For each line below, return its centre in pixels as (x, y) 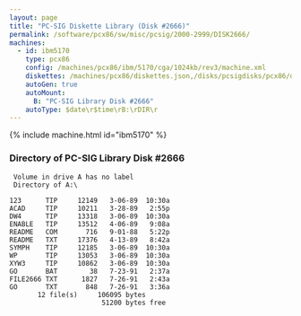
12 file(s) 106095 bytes (91, 294)
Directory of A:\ (45, 185)
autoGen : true (52, 84)
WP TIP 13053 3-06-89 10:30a (90, 255)
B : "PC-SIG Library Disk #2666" (93, 101)
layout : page (34, 18)
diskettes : (46, 76)
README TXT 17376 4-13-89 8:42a (90, 240)
